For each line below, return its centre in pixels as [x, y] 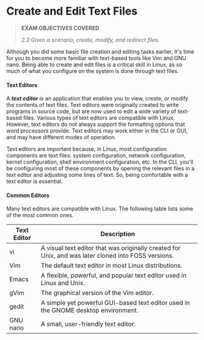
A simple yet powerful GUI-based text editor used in [115, 303]
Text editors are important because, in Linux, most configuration [87, 149]
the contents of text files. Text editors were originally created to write [93, 105]
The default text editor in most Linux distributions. [112, 266]
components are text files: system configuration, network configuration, [96, 156]
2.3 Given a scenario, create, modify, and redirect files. [90, 40]
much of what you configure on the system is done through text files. [93, 71]
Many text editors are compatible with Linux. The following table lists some [100, 209]
